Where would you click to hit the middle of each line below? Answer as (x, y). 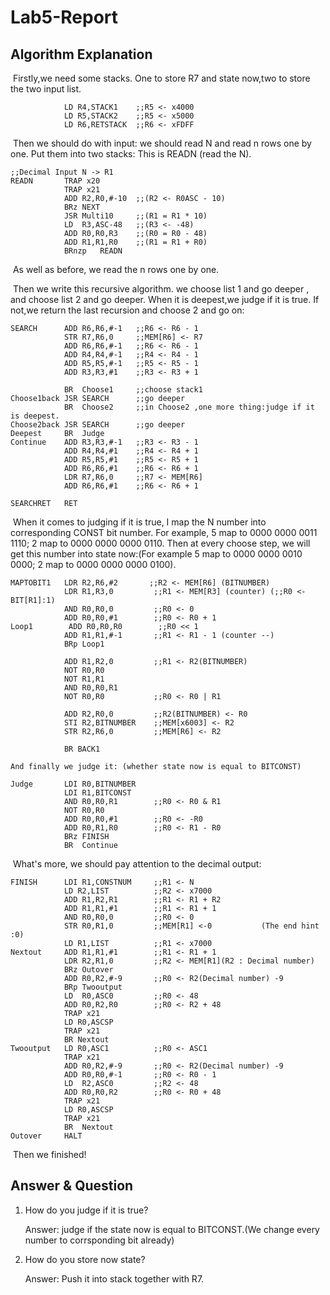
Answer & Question (72, 1186)
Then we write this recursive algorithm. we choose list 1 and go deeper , (161, 289)
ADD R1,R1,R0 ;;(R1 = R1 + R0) (135, 242)
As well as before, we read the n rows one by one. (116, 269)
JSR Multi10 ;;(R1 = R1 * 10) (135, 216)
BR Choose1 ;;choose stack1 (133, 390)
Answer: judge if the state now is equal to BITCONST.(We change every (172, 1229)
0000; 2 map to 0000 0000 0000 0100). (93, 564)
